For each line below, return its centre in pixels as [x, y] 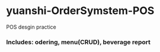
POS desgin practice [31, 27]
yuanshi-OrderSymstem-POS [80, 11]
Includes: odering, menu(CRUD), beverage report [79, 42]
